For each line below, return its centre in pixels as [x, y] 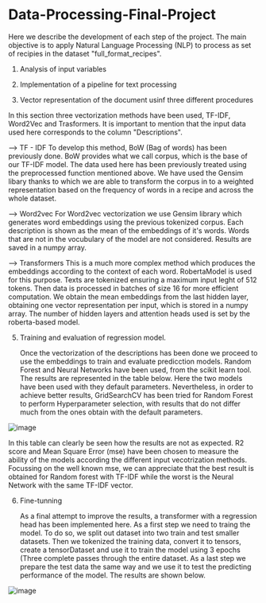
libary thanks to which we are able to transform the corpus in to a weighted [131, 181]
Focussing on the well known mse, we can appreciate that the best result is [131, 468]
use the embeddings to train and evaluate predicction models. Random [135, 361]
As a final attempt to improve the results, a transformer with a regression [138, 515]
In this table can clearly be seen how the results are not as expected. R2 [126, 442]
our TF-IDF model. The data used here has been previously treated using [128, 164]
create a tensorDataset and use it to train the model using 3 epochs [130, 550]
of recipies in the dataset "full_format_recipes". [85, 53]
